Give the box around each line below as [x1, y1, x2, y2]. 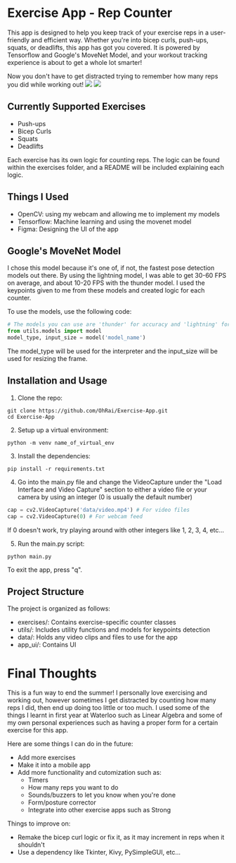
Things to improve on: [7, 819, 71, 828]
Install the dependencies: [17, 451, 91, 460]
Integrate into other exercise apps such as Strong [27, 806, 171, 814]
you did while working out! [7, 80, 84, 89]
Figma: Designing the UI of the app [17, 224, 119, 233]
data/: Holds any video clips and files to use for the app [17, 633, 178, 642]
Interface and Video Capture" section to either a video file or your [17, 485, 207, 494]
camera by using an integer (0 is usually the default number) [17, 492, 193, 501]
